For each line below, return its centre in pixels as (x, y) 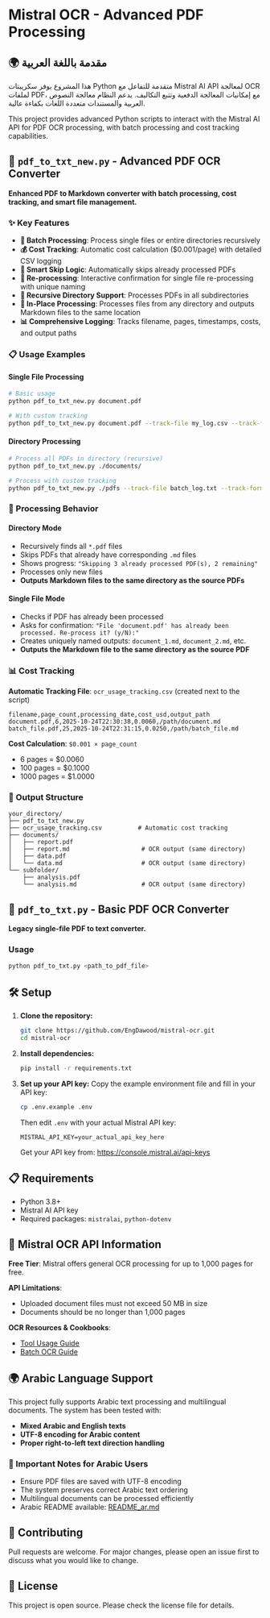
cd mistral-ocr (45, 1038)
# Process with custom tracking (62, 480)
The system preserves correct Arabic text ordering (104, 1490)
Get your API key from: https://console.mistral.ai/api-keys (115, 1152)
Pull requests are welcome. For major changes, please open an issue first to (134, 1552)
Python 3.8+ (41, 1202)
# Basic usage (32, 394)
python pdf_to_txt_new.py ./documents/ (75, 466)
